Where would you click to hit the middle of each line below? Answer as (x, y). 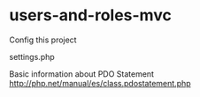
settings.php (32, 56)
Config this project (43, 40)
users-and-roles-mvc (91, 15)
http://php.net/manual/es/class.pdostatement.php (100, 83)
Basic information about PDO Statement (82, 74)
